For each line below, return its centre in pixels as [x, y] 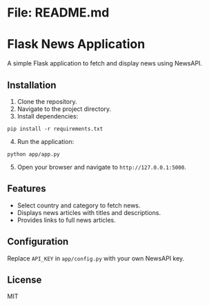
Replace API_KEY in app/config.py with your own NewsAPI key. [96, 258]
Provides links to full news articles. [66, 220]
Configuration [38, 242]
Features [27, 188]
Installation [32, 85]
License [24, 279]
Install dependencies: [48, 116]
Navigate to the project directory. [64, 109]
